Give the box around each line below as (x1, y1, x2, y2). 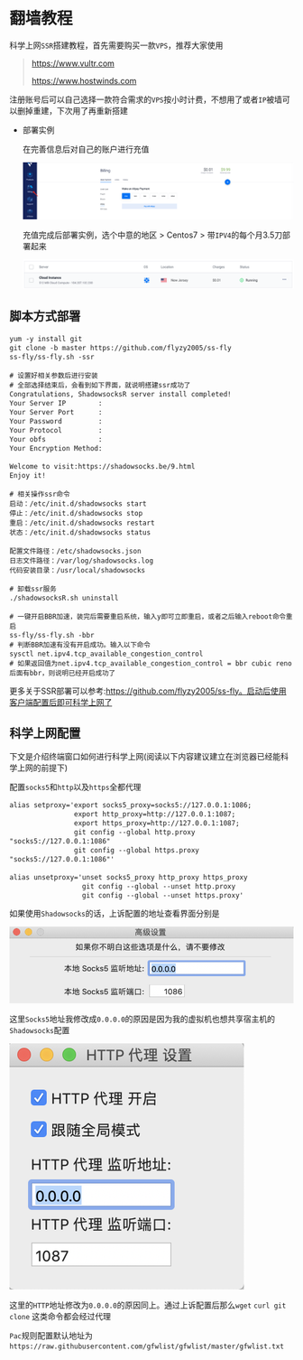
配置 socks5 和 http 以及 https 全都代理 (9, 782, 142, 793)
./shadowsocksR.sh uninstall (9, 593, 119, 602)
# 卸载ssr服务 (9, 584, 57, 593)
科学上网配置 (9, 726, 81, 741)
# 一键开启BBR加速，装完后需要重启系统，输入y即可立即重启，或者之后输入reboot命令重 (9, 611, 293, 621)
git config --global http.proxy (73, 828, 196, 837)
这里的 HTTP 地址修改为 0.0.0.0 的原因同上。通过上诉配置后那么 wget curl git (9, 1299, 287, 1310)
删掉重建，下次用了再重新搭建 (16, 105, 128, 116)
